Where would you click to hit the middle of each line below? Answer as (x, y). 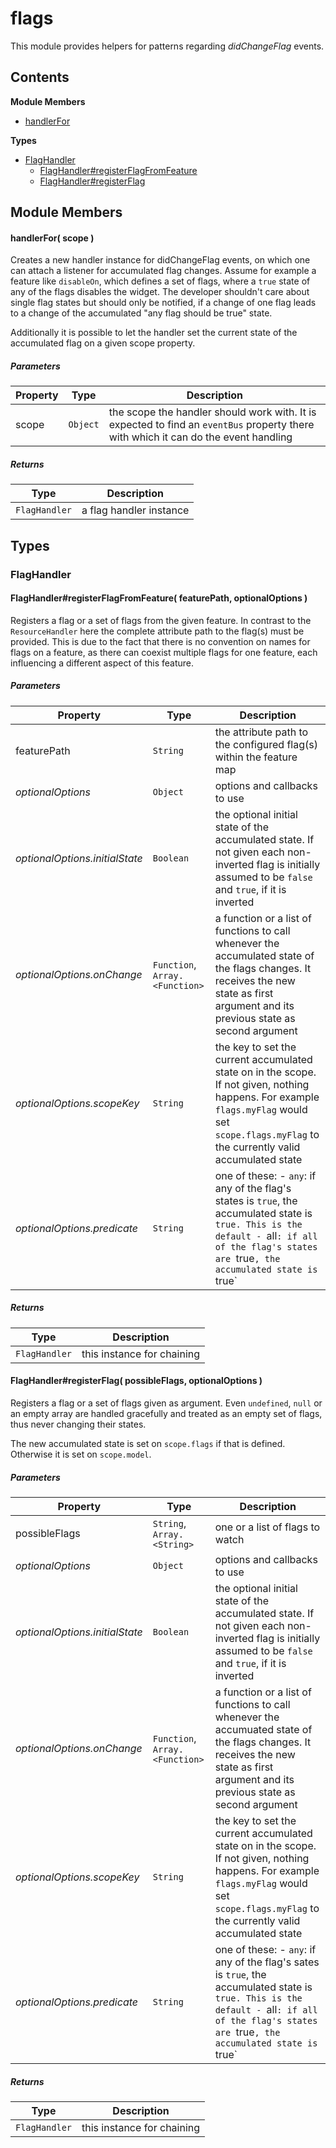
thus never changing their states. (78, 1424)
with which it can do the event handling (200, 437)
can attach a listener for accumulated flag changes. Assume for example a (163, 271)
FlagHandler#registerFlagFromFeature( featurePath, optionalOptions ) (159, 598)
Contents (40, 77)
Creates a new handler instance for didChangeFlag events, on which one (160, 260)
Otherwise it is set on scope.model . (81, 1454)
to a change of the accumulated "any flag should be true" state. (141, 313)
